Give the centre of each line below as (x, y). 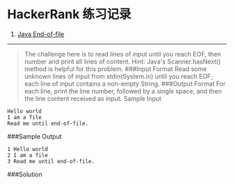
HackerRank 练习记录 (69, 14)
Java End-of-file (41, 34)
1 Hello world (28, 149)
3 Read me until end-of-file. (51, 161)
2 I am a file (28, 155)
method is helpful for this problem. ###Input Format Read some (116, 69)
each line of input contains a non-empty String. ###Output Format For (125, 84)
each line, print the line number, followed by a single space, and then (123, 91)
